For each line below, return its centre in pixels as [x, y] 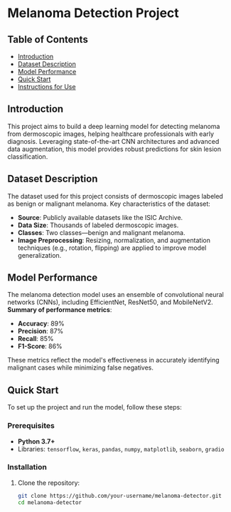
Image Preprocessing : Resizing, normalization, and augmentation [114, 240]
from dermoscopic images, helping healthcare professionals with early [111, 134]
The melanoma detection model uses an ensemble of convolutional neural [116, 295]
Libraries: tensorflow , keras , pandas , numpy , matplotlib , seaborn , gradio [121, 449]
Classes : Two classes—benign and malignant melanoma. [101, 232]
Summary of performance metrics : [60, 310]
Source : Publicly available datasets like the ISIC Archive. [100, 217]
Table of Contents [48, 40]
